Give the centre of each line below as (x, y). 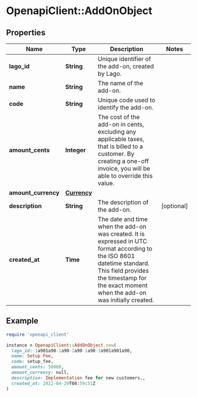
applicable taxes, (121, 139)
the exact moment (123, 285)
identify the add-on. (125, 107)
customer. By (116, 154)
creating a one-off (123, 161)
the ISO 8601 (116, 256)
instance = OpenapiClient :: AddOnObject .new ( (61, 345)
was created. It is (121, 234)
